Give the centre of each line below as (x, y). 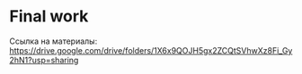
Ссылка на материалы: (53, 41)
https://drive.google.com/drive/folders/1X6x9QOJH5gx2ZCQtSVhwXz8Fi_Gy (151, 50)
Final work (49, 16)
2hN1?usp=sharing (44, 60)
